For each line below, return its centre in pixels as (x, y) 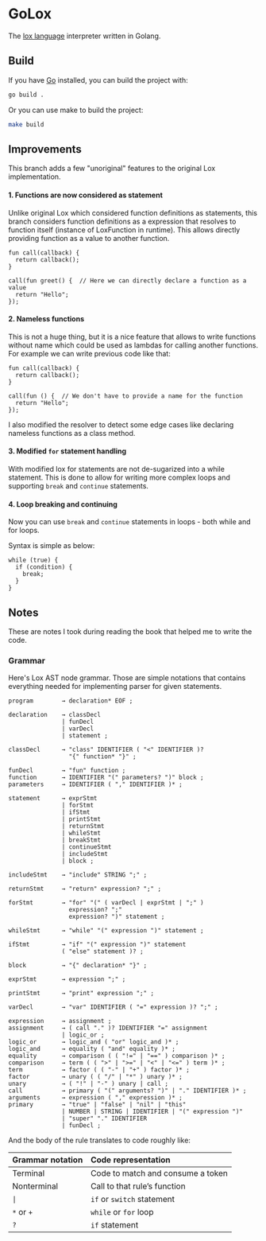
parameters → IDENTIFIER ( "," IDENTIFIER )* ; (95, 784)
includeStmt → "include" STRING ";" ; (78, 875)
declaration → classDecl (55, 715)
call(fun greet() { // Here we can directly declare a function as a (127, 280)
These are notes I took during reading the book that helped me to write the (130, 631)
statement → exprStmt (53, 799)
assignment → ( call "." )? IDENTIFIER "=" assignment (108, 1028)
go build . (26, 95)
